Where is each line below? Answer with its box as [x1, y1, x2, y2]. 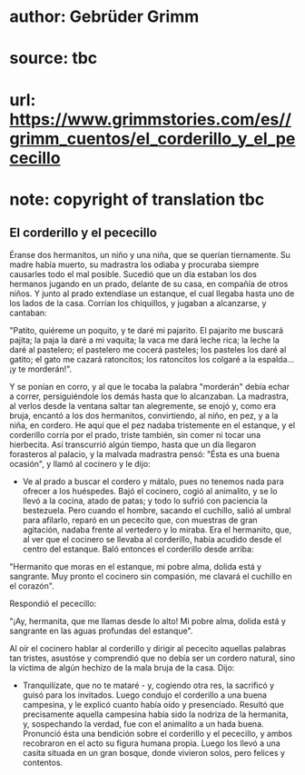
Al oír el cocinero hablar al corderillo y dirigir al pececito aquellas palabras [9, 642, 287, 653]
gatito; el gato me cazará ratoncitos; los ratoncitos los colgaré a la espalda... [9, 353, 295, 364]
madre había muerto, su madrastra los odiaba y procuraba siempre [9, 259, 260, 270]
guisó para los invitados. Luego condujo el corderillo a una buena [22, 689, 268, 700]
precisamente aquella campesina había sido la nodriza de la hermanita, [22, 709, 289, 720]
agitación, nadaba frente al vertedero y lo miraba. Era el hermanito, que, [22, 524, 292, 535]
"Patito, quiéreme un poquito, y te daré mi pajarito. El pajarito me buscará [9, 324, 284, 335]
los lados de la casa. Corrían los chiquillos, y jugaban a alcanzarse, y [9, 297, 267, 308]
